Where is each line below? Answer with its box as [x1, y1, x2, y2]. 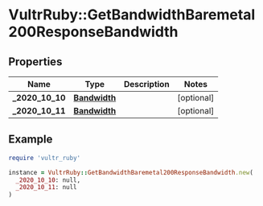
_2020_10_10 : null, [15, 175, 81, 184]
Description [123, 79, 171, 89]
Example [8, 133, 53, 146]
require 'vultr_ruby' [8, 154, 81, 162]
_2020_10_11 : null [15, 183, 78, 192]
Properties [8, 55, 63, 68]
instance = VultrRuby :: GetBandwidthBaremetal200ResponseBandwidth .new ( [8, 168, 253, 176]
